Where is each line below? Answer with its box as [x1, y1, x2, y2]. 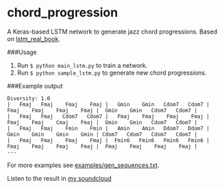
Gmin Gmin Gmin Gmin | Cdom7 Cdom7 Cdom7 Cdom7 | [7, 131, 197, 138]
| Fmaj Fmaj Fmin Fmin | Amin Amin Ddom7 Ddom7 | [7, 125, 210, 131]
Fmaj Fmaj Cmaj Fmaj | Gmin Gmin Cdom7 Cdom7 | [7, 118, 197, 126]
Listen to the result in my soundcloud [7, 174, 112, 182]
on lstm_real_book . [7, 34, 60, 42]
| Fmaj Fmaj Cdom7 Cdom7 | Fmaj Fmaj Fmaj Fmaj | [7, 113, 210, 120]
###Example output [7, 81, 63, 90]
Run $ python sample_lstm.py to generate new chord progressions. [16, 68, 207, 77]
